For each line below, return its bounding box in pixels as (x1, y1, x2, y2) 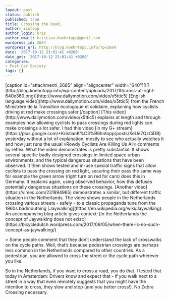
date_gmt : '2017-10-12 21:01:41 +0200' (5, 54, 89, 59)
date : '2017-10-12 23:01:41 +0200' (5, 49, 80, 54)
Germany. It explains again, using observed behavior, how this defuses (5, 178, 152, 185)
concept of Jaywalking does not (5, 216, 72, 222)
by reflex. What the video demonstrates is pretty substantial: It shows (5, 147, 150, 152)
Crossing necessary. (5, 289, 48, 295)
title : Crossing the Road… (5, 21, 62, 27)
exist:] (73, 216, 86, 222)
